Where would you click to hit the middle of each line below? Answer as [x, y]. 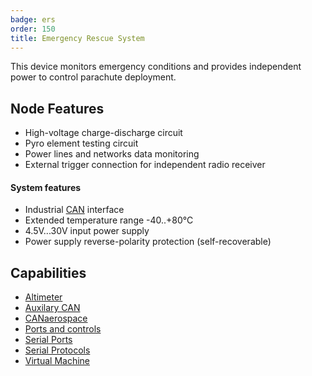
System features [46, 187]
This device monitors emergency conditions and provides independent [156, 67]
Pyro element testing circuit [81, 143]
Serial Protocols [57, 350]
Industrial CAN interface [74, 210]
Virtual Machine [57, 361]
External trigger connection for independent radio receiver [145, 165]
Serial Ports [48, 340]
